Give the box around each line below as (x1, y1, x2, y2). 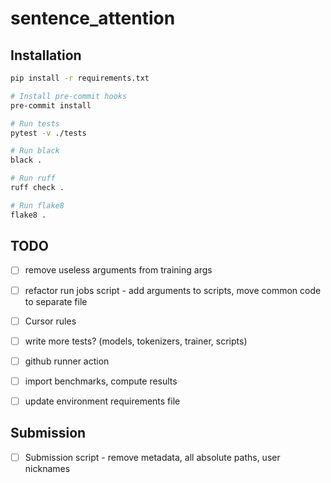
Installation (10, 47, 82, 64)
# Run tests (10, 118, 60, 129)
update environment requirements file (24, 395, 181, 407)
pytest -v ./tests (10, 128, 87, 138)
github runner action (24, 355, 110, 367)
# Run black (10, 146, 60, 156)
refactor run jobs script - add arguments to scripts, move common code (24, 284, 322, 296)
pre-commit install (10, 100, 92, 111)
